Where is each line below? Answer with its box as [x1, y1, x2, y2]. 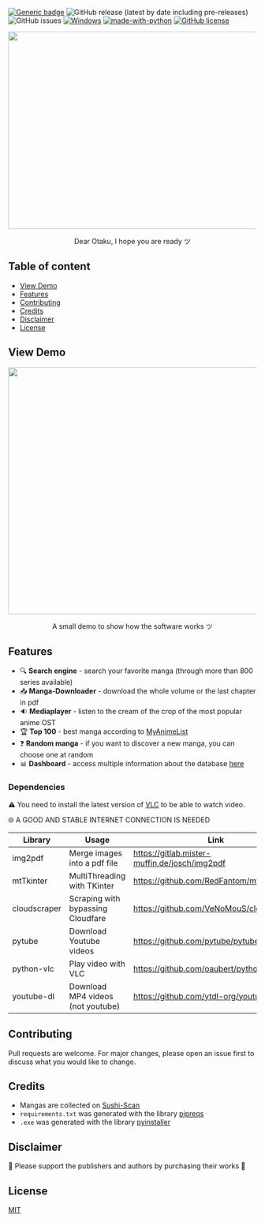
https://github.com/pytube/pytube [132, 935, 259, 946]
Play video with [69, 958, 126, 969]
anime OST [19, 718, 57, 728]
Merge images [69, 848, 123, 859]
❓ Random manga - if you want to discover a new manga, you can [19, 739, 235, 748]
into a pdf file [69, 857, 118, 868]
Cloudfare [69, 912, 106, 923]
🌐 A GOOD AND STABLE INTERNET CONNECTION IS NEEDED [8, 814, 211, 825]
